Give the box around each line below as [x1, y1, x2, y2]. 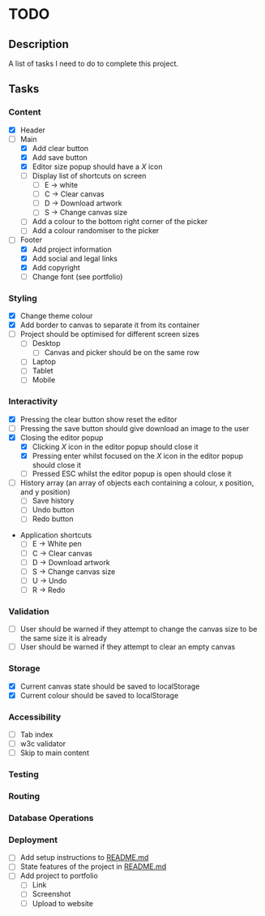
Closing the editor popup [19, 432, 104, 443]
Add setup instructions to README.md [19, 853, 149, 862]
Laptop [32, 356, 57, 366]
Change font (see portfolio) [32, 271, 123, 281]
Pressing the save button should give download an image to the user [19, 423, 250, 433]
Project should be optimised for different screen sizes [19, 330, 200, 339]
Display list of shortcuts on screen [32, 171, 147, 180]
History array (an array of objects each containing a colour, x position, [19, 478, 254, 488]
